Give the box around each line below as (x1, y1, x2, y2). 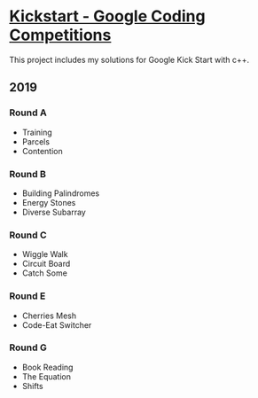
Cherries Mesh (21, 310, 77, 321)
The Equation (21, 371, 71, 382)
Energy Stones (21, 197, 76, 207)
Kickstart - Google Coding (9, 6, 206, 27)
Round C (9, 229, 47, 241)
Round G (9, 341, 47, 354)
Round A (9, 106, 47, 119)
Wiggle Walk (21, 249, 68, 260)
